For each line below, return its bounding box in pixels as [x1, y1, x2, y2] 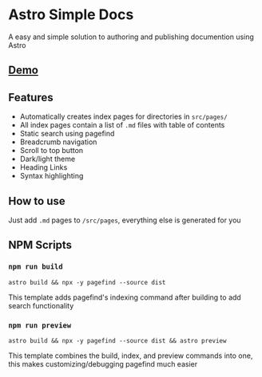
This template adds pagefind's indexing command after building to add [8, 293, 241, 302]
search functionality [8, 300, 74, 310]
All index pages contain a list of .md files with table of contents [19, 120, 225, 130]
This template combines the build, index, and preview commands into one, [8, 351, 253, 360]
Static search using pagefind [19, 129, 115, 139]
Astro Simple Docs [8, 6, 134, 24]
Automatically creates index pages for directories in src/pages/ [19, 112, 228, 121]
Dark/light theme [19, 154, 76, 164]
